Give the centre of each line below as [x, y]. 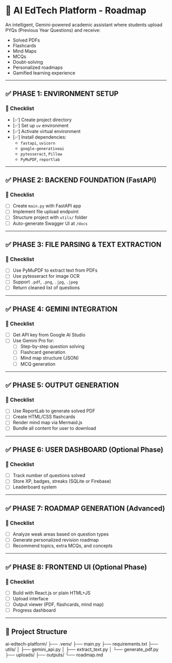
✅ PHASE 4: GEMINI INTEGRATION [61, 309]
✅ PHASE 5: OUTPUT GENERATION [62, 385]
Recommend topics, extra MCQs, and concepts [62, 546]
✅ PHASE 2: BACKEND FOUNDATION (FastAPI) [81, 180]
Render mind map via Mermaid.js [48, 423]
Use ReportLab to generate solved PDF [54, 411]
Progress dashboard [34, 610]
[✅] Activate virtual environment [47, 131]
